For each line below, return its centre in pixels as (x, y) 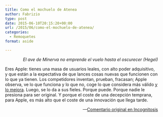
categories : (17, 32)
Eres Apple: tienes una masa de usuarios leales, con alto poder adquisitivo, (80, 69)
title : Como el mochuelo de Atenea (41, 10)
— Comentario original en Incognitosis (120, 109)
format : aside (19, 41)
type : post (16, 19)
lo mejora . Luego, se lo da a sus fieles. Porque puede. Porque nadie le (75, 89)
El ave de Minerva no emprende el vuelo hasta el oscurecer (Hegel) (90, 59)
